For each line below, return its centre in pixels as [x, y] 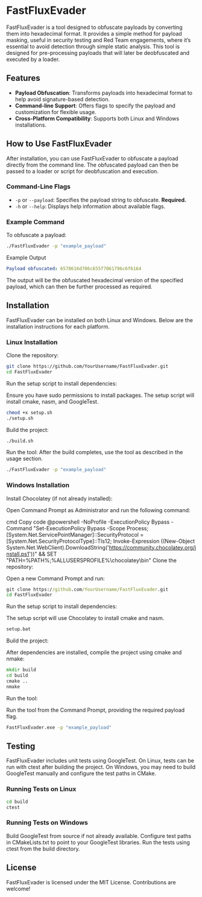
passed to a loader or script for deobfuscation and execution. [82, 171]
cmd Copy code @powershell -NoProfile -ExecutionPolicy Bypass [88, 522]
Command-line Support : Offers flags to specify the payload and [95, 106]
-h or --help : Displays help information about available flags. [90, 206]
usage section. [25, 458]
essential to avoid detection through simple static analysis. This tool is [93, 46]
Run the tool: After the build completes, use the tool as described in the [95, 452]
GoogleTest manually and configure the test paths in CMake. [81, 773]
